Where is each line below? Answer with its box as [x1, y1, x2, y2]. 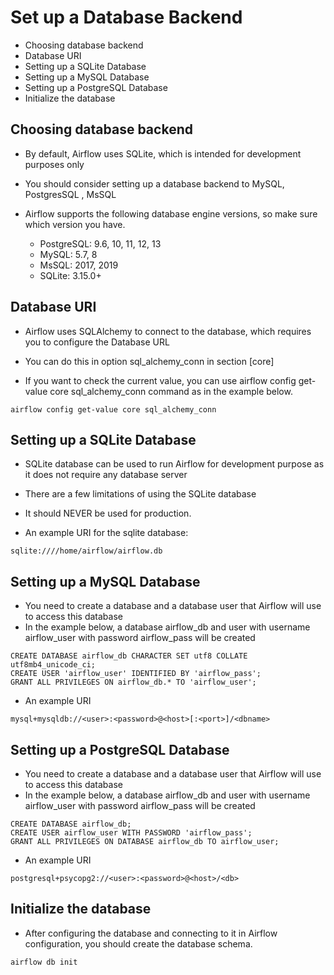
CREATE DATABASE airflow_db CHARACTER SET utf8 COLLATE [10, 651, 248, 661]
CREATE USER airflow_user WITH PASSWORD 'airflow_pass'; [10, 828, 253, 838]
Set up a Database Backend [10, 6, 243, 29]
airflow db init [10, 957, 78, 967]
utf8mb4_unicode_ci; [10, 660, 97, 670]
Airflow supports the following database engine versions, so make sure [24, 207, 318, 220]
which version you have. [24, 218, 126, 230]
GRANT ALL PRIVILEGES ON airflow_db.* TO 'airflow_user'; [10, 677, 257, 688]
